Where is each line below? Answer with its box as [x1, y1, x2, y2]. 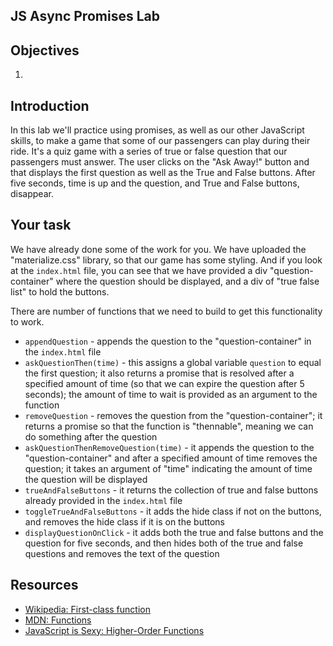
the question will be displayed [24, 473, 148, 485]
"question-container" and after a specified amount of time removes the [24, 452, 318, 464]
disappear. [10, 188, 54, 200]
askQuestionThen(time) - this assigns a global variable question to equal [24, 356, 322, 368]
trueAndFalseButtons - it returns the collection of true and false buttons [24, 484, 319, 496]
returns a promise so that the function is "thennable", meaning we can [24, 420, 314, 432]
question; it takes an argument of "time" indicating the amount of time [24, 462, 313, 474]
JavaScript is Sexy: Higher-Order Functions [24, 624, 205, 636]
